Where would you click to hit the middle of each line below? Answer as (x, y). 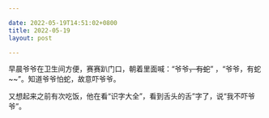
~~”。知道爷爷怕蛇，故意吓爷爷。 (64, 79)
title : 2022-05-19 (39, 30)
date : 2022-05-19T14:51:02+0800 (63, 23)
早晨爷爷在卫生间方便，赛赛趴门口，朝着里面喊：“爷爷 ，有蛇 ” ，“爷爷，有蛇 (135, 69)
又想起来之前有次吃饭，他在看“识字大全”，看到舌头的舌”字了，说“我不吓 (128, 96)
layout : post (30, 38)
